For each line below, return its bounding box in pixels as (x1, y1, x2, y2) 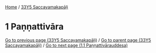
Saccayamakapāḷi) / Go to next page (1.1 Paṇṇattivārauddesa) (5, 42, 128, 48)
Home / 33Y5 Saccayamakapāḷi (5, 4, 68, 10)
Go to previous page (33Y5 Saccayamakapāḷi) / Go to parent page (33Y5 (5, 37, 151, 43)
